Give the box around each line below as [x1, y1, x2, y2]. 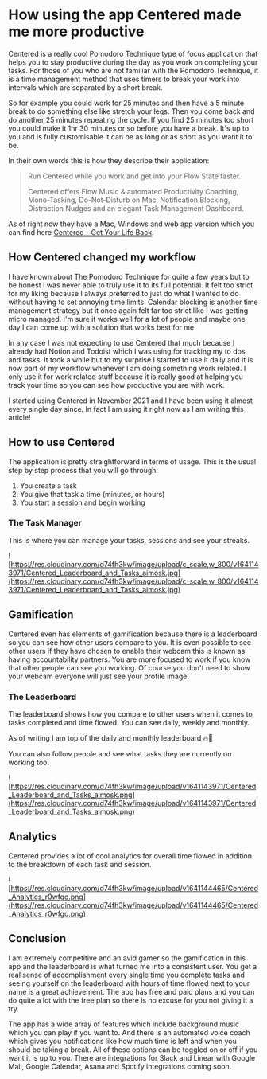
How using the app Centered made [8, 6, 242, 24]
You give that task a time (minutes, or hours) [19, 489, 165, 498]
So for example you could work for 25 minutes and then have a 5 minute [8, 98, 245, 108]
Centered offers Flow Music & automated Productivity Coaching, [27, 186, 239, 196]
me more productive [8, 22, 145, 41]
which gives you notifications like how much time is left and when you [8, 1036, 237, 1046]
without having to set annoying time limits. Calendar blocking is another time [8, 297, 258, 307]
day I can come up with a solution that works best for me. [8, 323, 196, 332]
